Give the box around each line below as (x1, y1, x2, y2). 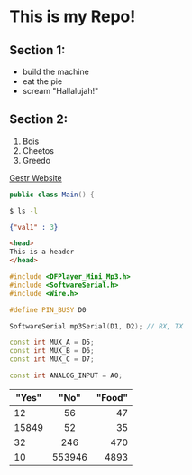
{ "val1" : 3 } (9, 223, 59, 232)
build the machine (22, 66, 90, 77)
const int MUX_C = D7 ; (9, 355, 95, 364)
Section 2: (9, 111, 69, 128)
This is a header (9, 247, 75, 257)
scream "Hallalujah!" (22, 86, 99, 96)
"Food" (96, 391, 129, 404)
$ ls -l (9, 206, 39, 215)
